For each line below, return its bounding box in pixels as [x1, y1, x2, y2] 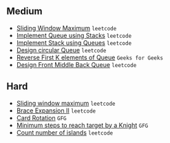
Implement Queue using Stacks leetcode [16, 31, 132, 39]
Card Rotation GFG [16, 113, 67, 122]
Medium [6, 6, 43, 17]
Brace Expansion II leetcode [16, 106, 96, 115]
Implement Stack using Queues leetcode [16, 38, 132, 47]
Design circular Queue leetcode [16, 46, 107, 54]
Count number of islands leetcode [16, 128, 114, 137]
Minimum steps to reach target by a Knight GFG [16, 121, 149, 129]
